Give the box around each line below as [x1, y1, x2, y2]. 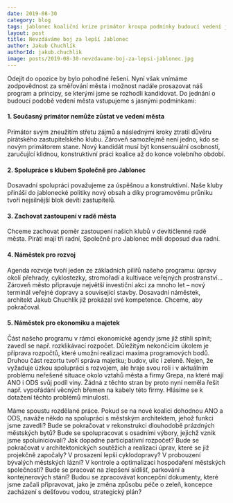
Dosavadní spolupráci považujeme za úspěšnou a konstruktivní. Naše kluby [7, 181, 223, 189]
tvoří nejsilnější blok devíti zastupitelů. [7, 196, 116, 205]
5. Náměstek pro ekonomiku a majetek [7, 318, 120, 327]
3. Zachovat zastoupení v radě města [7, 212, 116, 220]
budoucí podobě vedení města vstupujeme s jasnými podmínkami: [7, 96, 196, 105]
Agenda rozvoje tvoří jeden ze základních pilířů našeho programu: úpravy [7, 266, 217, 274]
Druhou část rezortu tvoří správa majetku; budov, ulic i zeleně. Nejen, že [7, 356, 214, 364]
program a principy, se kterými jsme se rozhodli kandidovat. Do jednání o [7, 89, 216, 97]
